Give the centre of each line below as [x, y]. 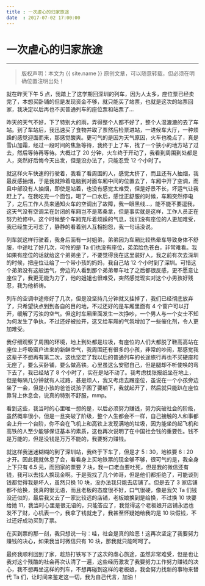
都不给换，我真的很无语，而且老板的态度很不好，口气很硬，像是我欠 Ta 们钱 [102, 490]
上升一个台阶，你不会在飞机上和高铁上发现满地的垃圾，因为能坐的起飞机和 [105, 424]
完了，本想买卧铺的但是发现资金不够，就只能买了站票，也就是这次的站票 [97, 102]
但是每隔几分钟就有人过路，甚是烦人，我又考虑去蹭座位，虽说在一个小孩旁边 [103, 380]
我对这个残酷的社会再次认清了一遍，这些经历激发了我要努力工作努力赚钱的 [100, 562]
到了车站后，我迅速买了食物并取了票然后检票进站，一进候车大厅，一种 [105, 130]
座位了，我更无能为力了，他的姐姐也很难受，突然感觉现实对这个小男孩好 [97, 278]
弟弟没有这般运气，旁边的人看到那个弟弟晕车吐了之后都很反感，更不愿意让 [105, 270]
